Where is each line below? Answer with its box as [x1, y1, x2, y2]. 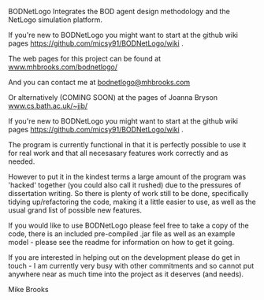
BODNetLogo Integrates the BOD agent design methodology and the [8, 7, 230, 16]
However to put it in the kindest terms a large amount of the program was [8, 172, 247, 181]
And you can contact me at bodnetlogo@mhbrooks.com [8, 78, 191, 87]
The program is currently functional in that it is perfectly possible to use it [8, 140, 247, 149]
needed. [8, 157, 35, 166]
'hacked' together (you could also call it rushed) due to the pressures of [8, 180, 242, 190]
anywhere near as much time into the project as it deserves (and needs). [8, 269, 244, 279]
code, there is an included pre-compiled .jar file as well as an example [8, 229, 236, 239]
